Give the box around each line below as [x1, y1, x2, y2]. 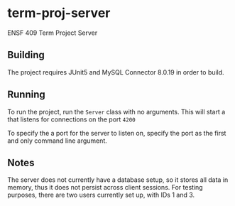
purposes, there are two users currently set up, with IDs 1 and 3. [7, 190, 195, 200]
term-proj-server [7, 5, 111, 21]
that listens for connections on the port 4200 [7, 115, 136, 124]
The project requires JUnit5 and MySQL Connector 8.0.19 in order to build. [7, 67, 225, 76]
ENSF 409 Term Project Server [7, 28, 98, 37]
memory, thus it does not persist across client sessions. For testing [7, 183, 204, 192]
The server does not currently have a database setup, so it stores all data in [7, 175, 229, 184]
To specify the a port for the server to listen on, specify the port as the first [7, 129, 226, 137]
